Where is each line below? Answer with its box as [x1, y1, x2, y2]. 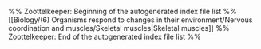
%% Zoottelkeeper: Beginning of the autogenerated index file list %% [8, 7, 238, 16]
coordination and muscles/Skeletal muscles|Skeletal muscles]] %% [8, 24, 230, 32]
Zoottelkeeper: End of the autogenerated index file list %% [8, 32, 201, 41]
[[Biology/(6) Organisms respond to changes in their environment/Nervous [8, 15, 253, 24]
